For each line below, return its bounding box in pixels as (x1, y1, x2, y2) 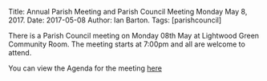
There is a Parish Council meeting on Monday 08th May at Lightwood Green (8, 31, 259, 40)
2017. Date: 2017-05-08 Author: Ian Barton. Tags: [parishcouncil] (8, 15, 222, 25)
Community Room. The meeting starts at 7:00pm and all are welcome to (8, 39, 246, 49)
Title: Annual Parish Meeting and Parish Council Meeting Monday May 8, (8, 7, 248, 16)
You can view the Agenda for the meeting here (8, 63, 163, 73)
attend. (8, 48, 32, 57)
